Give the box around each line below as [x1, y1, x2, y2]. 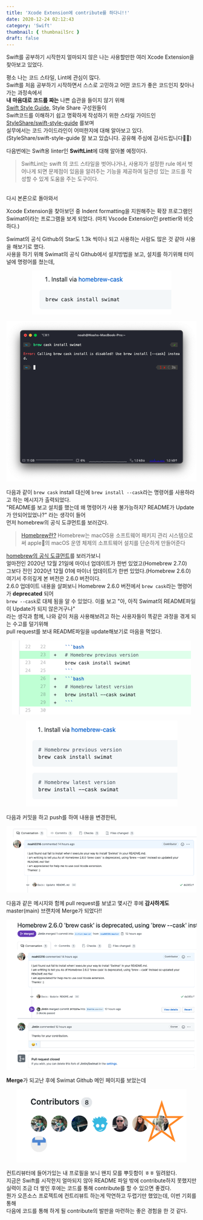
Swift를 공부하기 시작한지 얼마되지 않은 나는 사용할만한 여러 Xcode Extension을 [6, 53, 195, 61]
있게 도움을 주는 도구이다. [39, 176, 98, 183]
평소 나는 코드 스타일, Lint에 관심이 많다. [6, 74, 101, 81]
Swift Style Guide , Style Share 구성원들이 [6, 104, 107, 111]
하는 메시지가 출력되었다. [12, 496, 71, 504]
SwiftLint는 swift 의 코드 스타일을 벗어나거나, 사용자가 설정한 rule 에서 [21, 160, 187, 168]
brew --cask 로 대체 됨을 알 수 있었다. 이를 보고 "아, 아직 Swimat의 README [6, 598, 186, 605]
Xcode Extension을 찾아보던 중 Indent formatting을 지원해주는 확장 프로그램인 [6, 208, 193, 215]
